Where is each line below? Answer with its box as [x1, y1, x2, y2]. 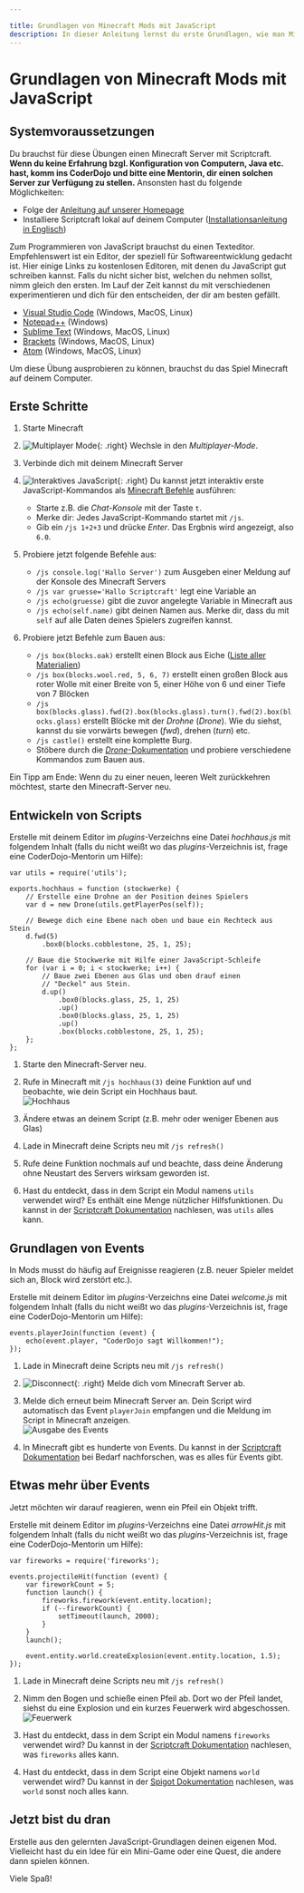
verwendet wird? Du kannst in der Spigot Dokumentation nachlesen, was [22, 1776, 294, 1787]
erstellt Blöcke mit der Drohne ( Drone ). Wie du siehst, [82, 715, 282, 726]
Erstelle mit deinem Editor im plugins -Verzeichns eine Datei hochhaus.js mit [9, 831, 291, 843]
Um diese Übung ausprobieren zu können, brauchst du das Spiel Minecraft [9, 363, 289, 374]
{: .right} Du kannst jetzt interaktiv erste [117, 475, 264, 486]
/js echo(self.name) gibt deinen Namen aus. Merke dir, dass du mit [35, 605, 290, 616]
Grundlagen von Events [9, 1240, 145, 1256]
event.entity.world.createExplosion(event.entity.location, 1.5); [25, 1651, 281, 1660]
